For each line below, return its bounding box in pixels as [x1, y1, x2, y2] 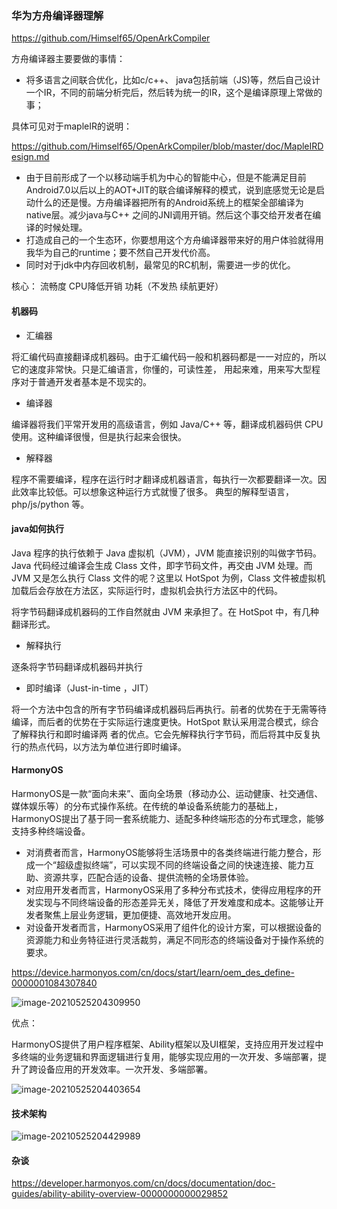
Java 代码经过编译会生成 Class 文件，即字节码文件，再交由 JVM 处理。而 [11, 559, 313, 571]
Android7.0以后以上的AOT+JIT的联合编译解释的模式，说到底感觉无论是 [25, 184, 317, 196]
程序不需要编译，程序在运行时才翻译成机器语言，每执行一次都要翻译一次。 [11, 473, 318, 485]
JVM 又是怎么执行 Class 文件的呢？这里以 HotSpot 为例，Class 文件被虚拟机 [11, 572, 326, 584]
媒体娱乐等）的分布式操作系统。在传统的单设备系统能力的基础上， [11, 800, 283, 812]
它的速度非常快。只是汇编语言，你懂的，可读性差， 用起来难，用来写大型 [11, 363, 312, 375]
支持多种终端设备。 [11, 825, 91, 837]
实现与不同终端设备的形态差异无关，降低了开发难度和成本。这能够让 [34, 896, 316, 908]
